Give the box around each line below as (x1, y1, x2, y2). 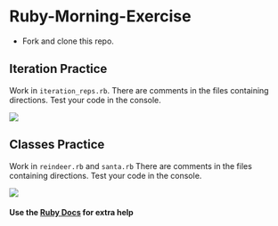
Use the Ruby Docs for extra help (9, 207, 134, 218)
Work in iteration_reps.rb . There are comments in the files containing (9, 85, 269, 95)
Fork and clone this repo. (21, 36, 114, 46)
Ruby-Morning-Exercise (9, 6, 192, 27)
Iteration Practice (9, 61, 108, 77)
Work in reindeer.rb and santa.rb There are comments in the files (9, 160, 252, 171)
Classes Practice (9, 137, 105, 152)
